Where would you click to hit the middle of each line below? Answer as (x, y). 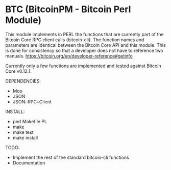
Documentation (29, 163)
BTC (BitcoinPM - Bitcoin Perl (68, 9)
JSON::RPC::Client (32, 102)
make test (23, 132)
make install (25, 137)
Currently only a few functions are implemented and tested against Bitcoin (83, 66)
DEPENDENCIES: (23, 81)
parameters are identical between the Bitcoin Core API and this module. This (86, 45)
